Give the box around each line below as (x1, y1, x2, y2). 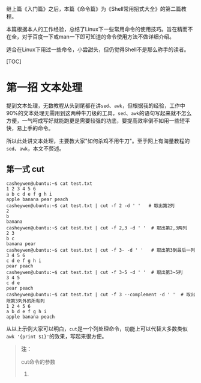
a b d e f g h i (6, 308, 47, 314)
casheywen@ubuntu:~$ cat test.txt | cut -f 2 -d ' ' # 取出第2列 (6, 202, 175, 209)
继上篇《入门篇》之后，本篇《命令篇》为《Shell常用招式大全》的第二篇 (6, 5, 182, 12)
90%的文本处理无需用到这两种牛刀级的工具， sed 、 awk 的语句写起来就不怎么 (6, 109, 192, 116)
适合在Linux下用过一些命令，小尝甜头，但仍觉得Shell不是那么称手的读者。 (6, 46, 190, 53)
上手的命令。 (22, 124, 54, 131)
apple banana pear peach (6, 196, 68, 202)
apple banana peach (6, 314, 55, 320)
